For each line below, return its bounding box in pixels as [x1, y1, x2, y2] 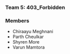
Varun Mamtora [12, 44, 45, 51]
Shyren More [12, 39, 40, 45]
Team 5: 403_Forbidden [5, 4, 65, 11]
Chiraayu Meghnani [12, 29, 54, 35]
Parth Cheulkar [12, 34, 44, 40]
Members [5, 17, 29, 24]
